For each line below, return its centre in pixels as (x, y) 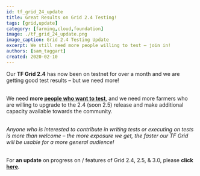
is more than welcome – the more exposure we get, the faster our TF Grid (97, 136)
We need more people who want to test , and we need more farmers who (97, 98)
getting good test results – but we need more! (63, 80)
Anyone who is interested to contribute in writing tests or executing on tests (100, 129)
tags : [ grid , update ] (32, 23)
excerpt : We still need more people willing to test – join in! (89, 46)
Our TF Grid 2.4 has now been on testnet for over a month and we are (93, 74)
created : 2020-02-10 (32, 57)
